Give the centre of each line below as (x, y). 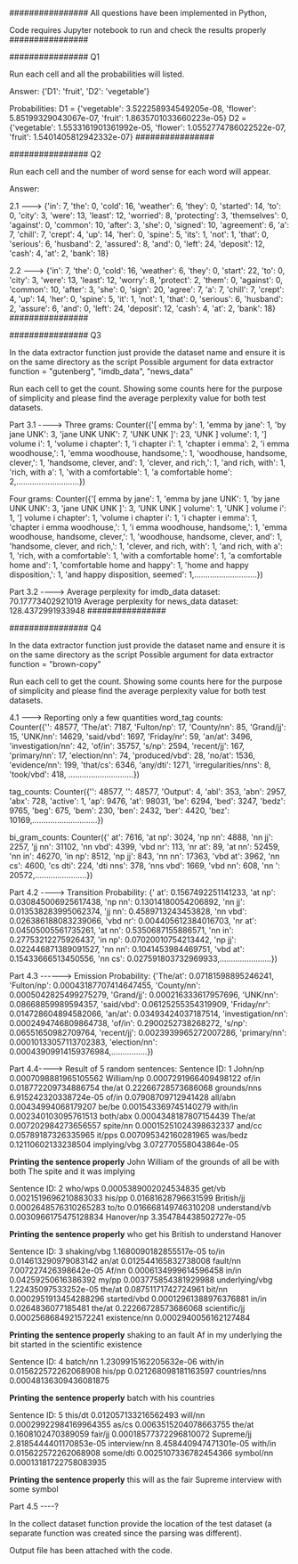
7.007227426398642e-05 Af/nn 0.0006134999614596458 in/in (125, 1270)
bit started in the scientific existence (76, 1344)
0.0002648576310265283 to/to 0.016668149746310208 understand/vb (140, 1207)
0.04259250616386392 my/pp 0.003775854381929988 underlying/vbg (141, 1280)
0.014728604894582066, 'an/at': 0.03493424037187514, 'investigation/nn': (149, 1014)
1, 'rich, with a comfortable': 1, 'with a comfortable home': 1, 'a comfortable (146, 555)
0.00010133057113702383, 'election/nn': (84, 1042)
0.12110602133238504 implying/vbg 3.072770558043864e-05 (124, 1144)
